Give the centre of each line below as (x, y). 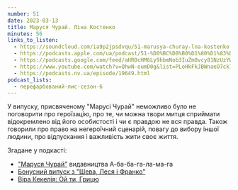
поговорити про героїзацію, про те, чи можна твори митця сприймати (114, 114)
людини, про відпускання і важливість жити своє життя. (93, 137)
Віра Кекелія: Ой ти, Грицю (58, 179)
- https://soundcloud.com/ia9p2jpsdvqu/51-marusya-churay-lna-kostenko (122, 47)
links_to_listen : (33, 40)
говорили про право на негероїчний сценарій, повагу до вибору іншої (113, 129)
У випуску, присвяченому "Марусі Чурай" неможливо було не (102, 106)
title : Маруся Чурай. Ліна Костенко (61, 27)
